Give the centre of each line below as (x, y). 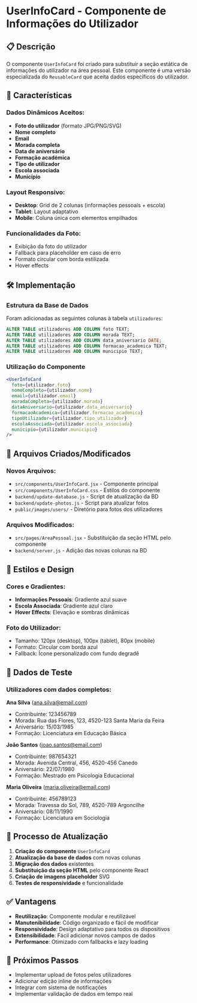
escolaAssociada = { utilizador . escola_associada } (72, 424)
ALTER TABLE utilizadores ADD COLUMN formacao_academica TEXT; (87, 346)
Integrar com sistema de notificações (61, 987)
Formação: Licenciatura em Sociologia (62, 818)
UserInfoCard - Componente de (86, 11)
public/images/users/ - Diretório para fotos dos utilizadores (89, 509)
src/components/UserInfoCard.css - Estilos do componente (87, 490)
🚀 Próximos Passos (43, 960)
